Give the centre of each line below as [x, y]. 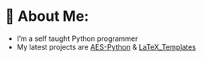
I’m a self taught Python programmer [77, 38]
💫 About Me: [47, 16]
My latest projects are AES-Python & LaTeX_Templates [106, 46]
